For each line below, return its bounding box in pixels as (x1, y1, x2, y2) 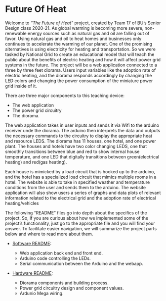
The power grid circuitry (12, 107, 62, 113)
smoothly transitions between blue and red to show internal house (5, 149, 140, 154)
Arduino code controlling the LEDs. (19, 255, 91, 261)
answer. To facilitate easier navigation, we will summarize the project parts (5, 225, 157, 231)
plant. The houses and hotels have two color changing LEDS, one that (5, 143, 147, 149)
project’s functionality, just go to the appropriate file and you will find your (5, 220, 155, 226)
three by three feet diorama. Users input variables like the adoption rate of (5, 67, 156, 73)
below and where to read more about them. (5, 231, 93, 237)
